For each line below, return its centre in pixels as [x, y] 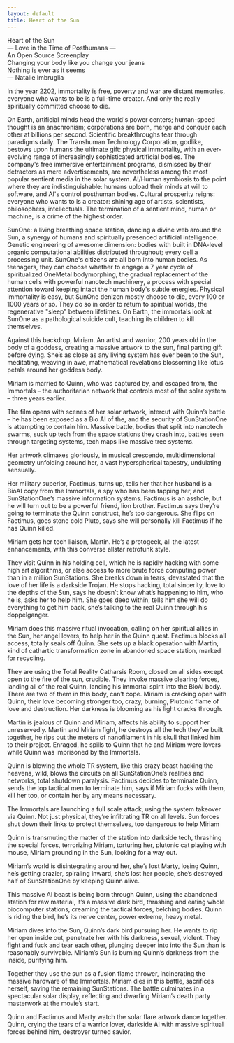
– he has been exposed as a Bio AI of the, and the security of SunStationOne [117, 419]
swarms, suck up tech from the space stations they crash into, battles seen [115, 434]
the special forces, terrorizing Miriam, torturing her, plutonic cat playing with [117, 845]
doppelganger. [28, 615]
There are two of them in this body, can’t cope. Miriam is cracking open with [117, 694]
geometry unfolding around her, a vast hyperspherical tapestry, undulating [114, 462]
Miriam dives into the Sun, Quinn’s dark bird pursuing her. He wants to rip [112, 930]
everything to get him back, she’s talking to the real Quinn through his [107, 607]
